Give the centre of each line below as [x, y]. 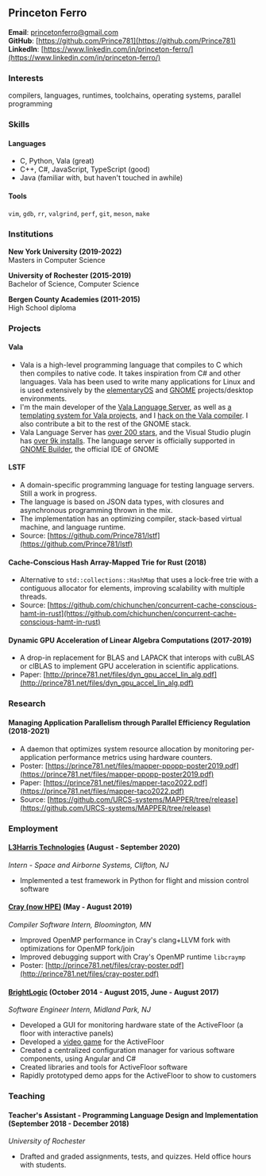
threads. [33, 597]
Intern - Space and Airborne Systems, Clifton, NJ [89, 865]
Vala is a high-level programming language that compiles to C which [131, 364]
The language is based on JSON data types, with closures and [122, 502]
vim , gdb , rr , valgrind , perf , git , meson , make [79, 214]
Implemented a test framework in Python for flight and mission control [134, 880]
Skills [19, 125]
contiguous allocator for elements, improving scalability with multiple [132, 588]
